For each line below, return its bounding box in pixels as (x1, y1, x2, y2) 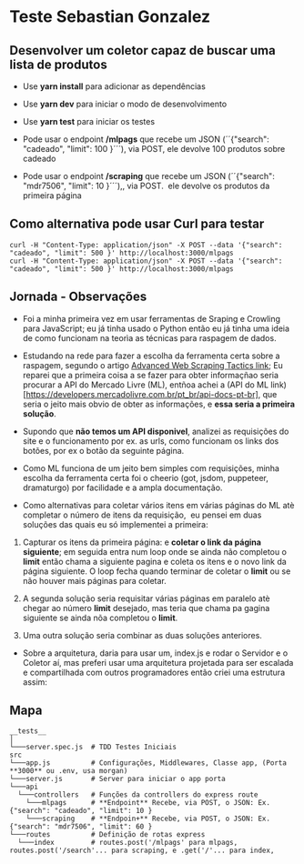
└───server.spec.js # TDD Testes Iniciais (9, 743, 177, 752)
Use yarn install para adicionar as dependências (22, 81, 207, 92)
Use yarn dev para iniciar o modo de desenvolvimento (22, 98, 228, 109)
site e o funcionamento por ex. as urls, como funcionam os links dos (22, 435, 279, 447)
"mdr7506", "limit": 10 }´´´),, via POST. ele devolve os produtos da (22, 180, 270, 191)
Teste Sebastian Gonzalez (9, 6, 211, 27)
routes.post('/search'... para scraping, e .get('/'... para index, (9, 846, 275, 856)
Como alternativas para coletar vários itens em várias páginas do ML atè (22, 499, 295, 510)
